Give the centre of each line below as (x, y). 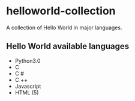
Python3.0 (28, 60)
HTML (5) (27, 92)
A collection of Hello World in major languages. (64, 27)
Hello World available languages (68, 46)
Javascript (28, 86)
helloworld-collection (61, 11)
